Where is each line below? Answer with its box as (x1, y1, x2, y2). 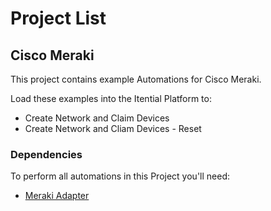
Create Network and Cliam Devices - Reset (24, 123, 202, 134)
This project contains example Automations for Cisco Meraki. (10, 73, 262, 85)
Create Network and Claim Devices (24, 112, 170, 124)
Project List (10, 7, 107, 30)
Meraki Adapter (24, 190, 90, 202)
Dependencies (10, 147, 83, 161)
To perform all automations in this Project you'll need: (10, 170, 231, 182)
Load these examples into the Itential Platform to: (10, 93, 212, 104)
